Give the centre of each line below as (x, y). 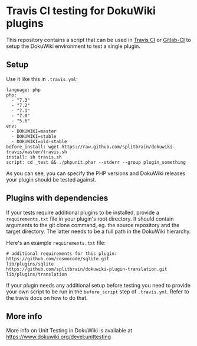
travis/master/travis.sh (37, 152)
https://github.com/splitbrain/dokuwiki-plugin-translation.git (87, 269)
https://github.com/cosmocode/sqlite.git (58, 258)
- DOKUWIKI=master (34, 131)
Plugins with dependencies (57, 198)
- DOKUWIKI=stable (34, 136)
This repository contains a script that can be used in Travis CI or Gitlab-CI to (99, 40)
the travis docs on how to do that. (47, 298)
